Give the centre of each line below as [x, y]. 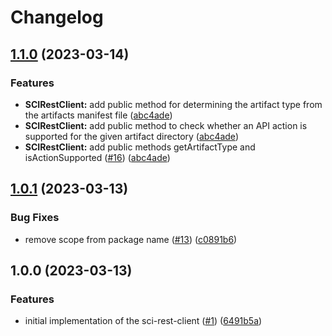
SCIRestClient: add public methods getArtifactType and [140, 147]
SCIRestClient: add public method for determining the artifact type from [173, 104]
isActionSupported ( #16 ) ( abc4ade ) [97, 157]
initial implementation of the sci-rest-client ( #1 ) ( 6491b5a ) [143, 321]
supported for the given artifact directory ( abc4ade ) [131, 136]
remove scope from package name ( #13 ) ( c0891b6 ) [131, 239]
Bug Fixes [35, 218]
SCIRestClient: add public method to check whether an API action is [166, 125]
